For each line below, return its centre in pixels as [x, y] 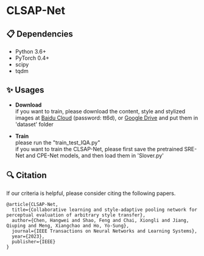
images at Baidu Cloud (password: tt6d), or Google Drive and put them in [107, 118]
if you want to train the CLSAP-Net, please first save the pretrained [99, 149]
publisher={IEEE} [34, 241]
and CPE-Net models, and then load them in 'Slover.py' [95, 155]
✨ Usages [25, 90]
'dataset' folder [34, 124]
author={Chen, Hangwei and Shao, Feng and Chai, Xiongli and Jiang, [100, 220]
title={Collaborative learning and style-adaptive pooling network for [105, 210]
